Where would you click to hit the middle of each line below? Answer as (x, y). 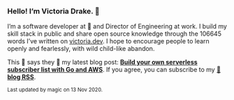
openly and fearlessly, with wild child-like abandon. (81, 49)
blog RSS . (22, 77)
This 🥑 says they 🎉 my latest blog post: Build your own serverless (102, 62)
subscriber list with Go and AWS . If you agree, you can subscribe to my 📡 (114, 70)
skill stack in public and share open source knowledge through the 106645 (115, 34)
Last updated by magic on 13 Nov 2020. (55, 90)
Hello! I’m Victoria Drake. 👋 (53, 11)
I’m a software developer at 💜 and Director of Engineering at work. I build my (117, 27)
